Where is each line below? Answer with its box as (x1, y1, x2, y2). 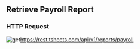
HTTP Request (6, 22, 50, 31)
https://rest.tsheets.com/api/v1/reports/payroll (20, 35, 134, 43)
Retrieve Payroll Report (6, 5, 94, 15)
